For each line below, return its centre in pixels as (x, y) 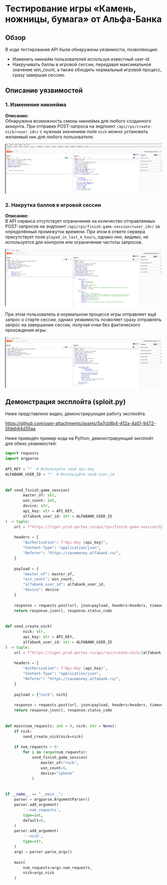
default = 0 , (34, 820)
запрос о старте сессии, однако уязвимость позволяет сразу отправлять (83, 320)
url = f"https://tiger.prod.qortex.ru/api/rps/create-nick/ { (79, 653)
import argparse (22, 459)
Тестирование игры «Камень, (71, 9)
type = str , (33, 841)
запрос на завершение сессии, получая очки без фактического (73, 325)
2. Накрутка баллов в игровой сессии (53, 205)
